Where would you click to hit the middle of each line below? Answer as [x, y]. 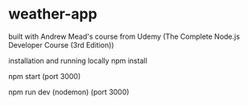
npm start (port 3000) [45, 76]
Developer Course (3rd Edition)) [61, 44]
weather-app [53, 14]
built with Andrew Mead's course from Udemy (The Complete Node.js [124, 36]
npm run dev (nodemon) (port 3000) [69, 92]
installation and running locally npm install [78, 61]
